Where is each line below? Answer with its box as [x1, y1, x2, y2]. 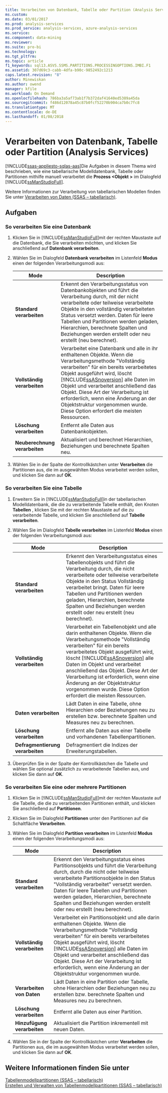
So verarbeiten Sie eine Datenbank [5, 223, 91, 230]
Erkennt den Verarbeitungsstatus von [60, 280, 148, 287]
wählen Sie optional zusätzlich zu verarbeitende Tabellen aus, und [12, 765, 149, 771]
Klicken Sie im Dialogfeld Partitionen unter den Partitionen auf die [12, 815, 148, 821]
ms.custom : [5, 12, 28, 17]
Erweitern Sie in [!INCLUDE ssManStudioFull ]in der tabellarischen [12, 496, 146, 502]
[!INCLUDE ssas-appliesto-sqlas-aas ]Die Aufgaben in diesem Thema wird [5, 163, 156, 169]
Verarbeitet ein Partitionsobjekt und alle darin [53, 913, 160, 920]
